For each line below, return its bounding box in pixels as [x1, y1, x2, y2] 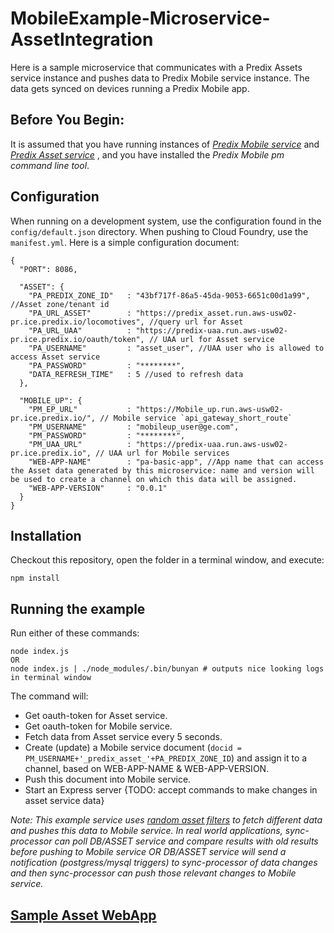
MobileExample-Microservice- [10, 7, 271, 30]
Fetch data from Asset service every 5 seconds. [24, 731, 223, 743]
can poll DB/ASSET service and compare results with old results [54, 835, 319, 847]
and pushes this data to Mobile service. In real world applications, [10, 825, 283, 837]
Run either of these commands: [10, 627, 140, 639]
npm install [10, 573, 60, 584]
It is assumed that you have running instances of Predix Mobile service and [10, 138, 320, 150]
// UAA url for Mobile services [95, 448, 230, 458]
